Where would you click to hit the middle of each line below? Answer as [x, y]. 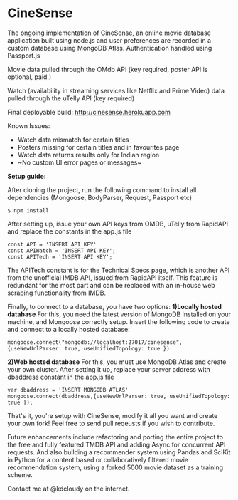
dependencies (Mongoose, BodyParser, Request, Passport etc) [100, 197]
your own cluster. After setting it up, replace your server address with [109, 369]
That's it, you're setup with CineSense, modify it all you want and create [113, 415]
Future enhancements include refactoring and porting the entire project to [115, 437]
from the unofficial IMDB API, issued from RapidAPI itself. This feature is [113, 277]
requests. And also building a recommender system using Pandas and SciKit [119, 452]
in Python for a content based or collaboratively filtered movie [98, 459]
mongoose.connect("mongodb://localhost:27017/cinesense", [95, 342]
